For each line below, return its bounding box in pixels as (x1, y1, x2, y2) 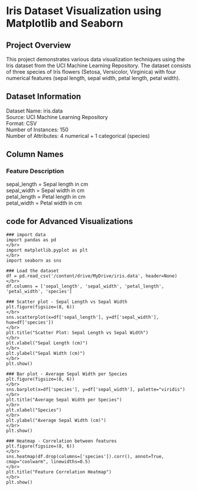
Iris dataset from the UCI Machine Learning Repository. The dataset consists (6, 62, 191, 69)
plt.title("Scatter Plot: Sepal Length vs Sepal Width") (6, 330, 149, 336)
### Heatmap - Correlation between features (6, 438, 117, 444)
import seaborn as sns (6, 258, 62, 263)
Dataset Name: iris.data (6, 107, 63, 114)
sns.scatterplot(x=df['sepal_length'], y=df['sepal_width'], (6, 314, 159, 321)
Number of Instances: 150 (6, 126, 69, 133)
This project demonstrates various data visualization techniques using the (6, 56, 185, 62)
